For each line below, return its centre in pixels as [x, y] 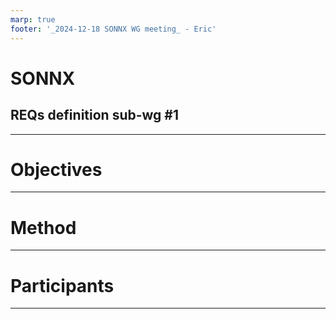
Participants [62, 285]
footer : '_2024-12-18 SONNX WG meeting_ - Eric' [113, 29]
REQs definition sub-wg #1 [95, 115]
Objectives [56, 169]
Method [43, 227]
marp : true [33, 19]
